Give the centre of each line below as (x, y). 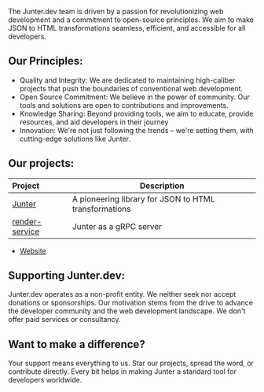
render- (27, 221)
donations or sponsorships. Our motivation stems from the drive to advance (131, 303)
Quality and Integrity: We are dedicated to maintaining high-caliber (127, 80)
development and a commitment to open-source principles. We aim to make (131, 20)
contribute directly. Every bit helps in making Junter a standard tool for (123, 372)
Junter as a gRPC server (117, 226)
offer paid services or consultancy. (64, 320)
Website (33, 250)
